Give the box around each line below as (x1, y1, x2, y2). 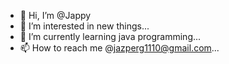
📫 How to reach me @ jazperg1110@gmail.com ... (19, 42, 220, 54)
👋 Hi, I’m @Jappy (19, 10, 92, 21)
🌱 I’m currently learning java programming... (19, 31, 202, 42)
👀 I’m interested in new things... (19, 20, 150, 32)
